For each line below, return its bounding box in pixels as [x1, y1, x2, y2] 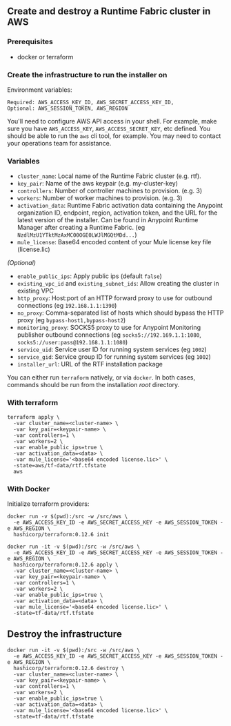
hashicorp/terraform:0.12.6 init [13, 531, 110, 538]
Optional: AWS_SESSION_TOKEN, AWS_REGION [7, 105, 128, 112]
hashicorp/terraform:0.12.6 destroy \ [13, 665, 125, 671]
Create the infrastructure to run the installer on [7, 70, 168, 79]
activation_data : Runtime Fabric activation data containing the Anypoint [17, 202, 223, 210]
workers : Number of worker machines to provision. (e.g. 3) [17, 194, 183, 202]
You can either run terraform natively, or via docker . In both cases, [7, 373, 196, 382]
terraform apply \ [7, 413, 60, 420]
